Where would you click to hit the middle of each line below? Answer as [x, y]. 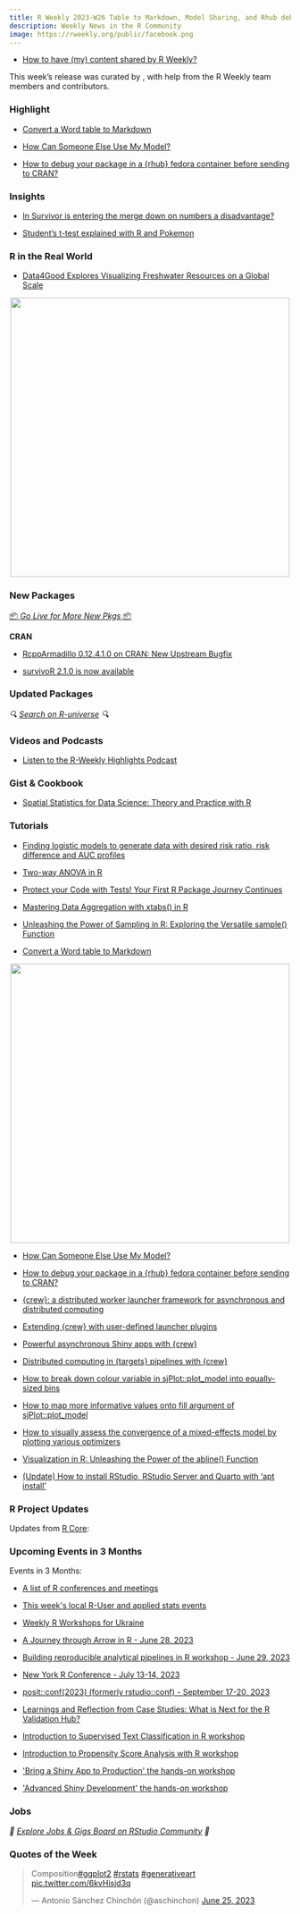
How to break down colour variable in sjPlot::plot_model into [133, 1379]
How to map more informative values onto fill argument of [128, 1405]
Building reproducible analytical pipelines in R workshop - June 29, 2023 [156, 1657]
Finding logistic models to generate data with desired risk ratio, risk [146, 845]
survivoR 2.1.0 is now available [78, 670]
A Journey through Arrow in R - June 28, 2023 [108, 1640]
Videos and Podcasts [56, 740]
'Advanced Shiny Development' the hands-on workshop [125, 1788]
